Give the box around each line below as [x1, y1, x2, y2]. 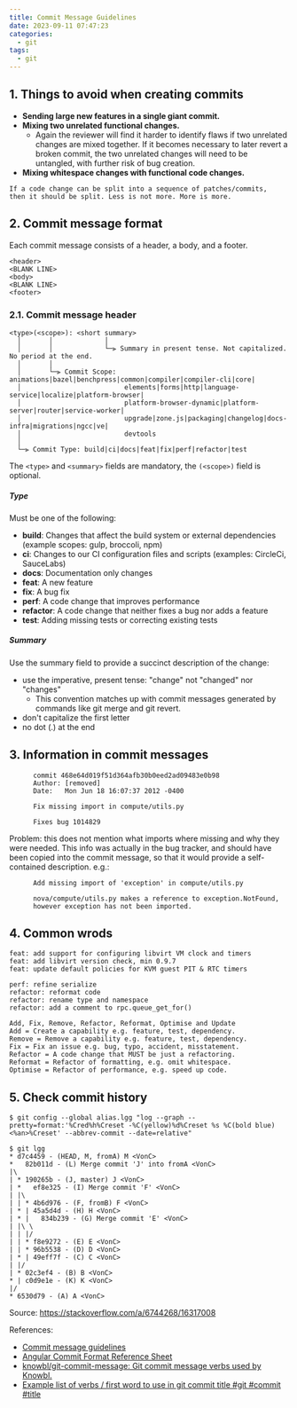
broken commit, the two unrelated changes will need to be [35, 148, 248, 159]
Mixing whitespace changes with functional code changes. [21, 167, 246, 177]
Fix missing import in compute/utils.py [32, 802, 184, 811]
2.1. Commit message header [9, 308, 137, 320]
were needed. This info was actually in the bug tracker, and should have [9, 842, 272, 853]
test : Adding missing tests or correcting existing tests [21, 614, 218, 625]
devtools [123, 429, 157, 438]
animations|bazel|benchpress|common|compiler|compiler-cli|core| [9, 374, 255, 384]
